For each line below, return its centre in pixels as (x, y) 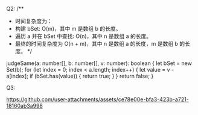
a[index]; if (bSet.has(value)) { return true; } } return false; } (80, 76)
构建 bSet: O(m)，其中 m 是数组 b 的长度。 (68, 29)
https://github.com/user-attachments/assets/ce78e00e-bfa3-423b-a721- (97, 99)
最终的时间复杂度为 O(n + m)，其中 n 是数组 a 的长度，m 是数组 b (96, 44)
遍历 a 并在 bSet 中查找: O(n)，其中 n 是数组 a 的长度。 (83, 36)
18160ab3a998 (25, 106)
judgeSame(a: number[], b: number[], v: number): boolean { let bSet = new (99, 63)
